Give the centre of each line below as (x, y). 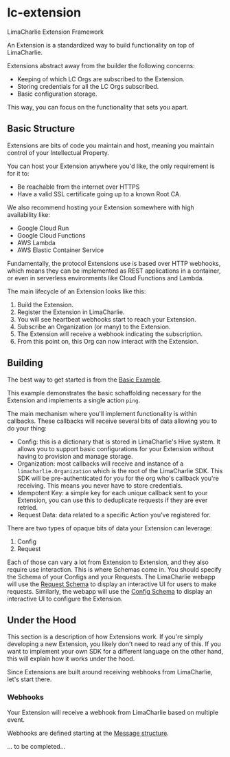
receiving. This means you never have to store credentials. (100, 485)
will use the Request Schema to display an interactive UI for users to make (112, 584)
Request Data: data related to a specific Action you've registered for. (114, 515)
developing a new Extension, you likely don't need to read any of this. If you (114, 644)
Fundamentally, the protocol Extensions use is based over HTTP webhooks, (114, 263)
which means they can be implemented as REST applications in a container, (114, 271)
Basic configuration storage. (57, 94)
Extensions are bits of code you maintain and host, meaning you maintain (111, 145)
